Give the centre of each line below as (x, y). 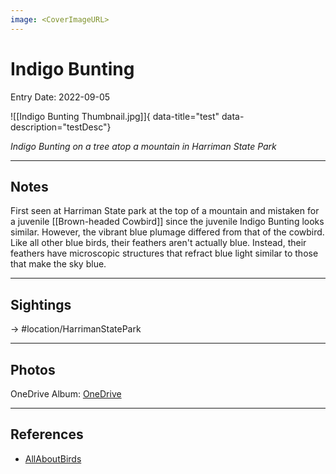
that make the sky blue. (58, 264)
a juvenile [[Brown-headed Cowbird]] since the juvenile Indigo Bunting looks (167, 222)
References (47, 434)
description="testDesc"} (61, 127)
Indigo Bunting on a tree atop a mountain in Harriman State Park (143, 146)
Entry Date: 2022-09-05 (60, 97)
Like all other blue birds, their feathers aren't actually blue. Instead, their (158, 243)
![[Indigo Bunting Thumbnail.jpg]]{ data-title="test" (115, 116)
